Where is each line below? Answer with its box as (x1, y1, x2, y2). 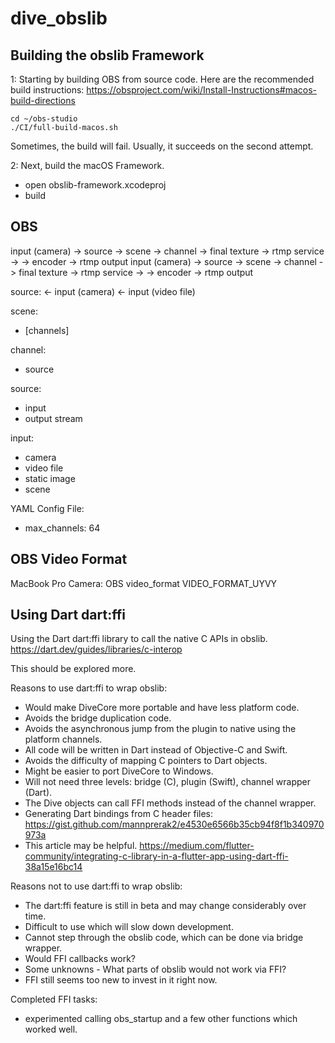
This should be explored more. (10, 663, 137, 675)
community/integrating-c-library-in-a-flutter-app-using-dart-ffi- (24, 850, 289, 862)
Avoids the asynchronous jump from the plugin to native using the (24, 723, 297, 735)
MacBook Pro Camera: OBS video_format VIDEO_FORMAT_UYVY (10, 577, 278, 589)
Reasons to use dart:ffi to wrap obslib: (10, 682, 168, 694)
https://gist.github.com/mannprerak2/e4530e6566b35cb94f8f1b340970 (24, 818, 325, 831)
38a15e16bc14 (24, 861, 83, 873)
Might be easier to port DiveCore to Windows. (24, 765, 214, 777)
